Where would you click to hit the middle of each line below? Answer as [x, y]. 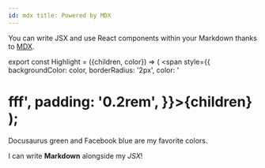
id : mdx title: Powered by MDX [60, 15]
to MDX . [21, 46]
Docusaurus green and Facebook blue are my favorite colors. [108, 140]
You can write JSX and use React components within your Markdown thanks [132, 38]
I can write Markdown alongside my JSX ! [76, 155]
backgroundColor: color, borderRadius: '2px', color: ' [94, 70]
